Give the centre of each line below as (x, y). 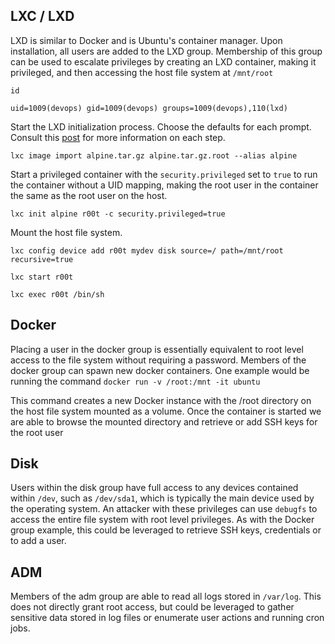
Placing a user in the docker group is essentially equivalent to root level (157, 349)
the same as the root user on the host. (89, 195)
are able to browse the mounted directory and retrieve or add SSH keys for (164, 421)
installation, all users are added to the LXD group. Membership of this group (166, 51)
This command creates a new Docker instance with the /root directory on (161, 400)
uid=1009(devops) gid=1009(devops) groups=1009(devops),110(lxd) (149, 108)
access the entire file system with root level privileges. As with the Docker (162, 520)
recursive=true (42, 259)
